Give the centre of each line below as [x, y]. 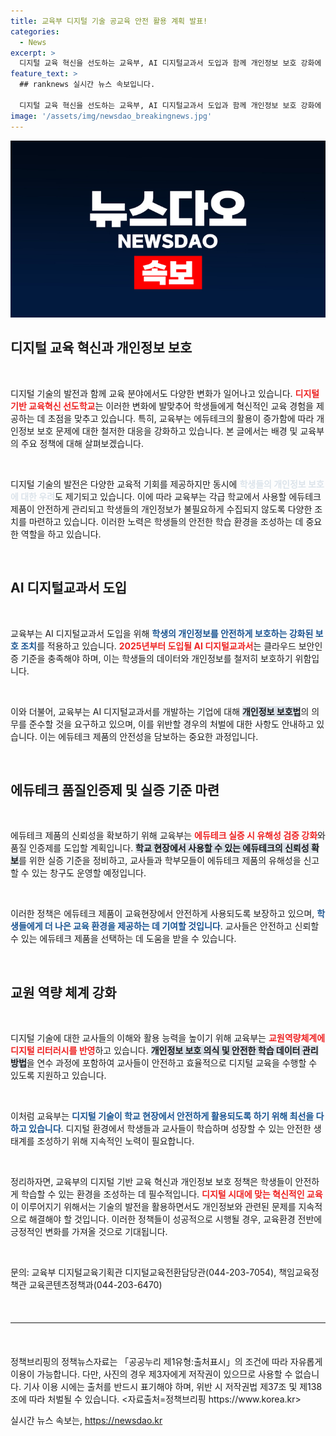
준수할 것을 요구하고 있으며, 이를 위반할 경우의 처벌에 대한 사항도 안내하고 [171, 724]
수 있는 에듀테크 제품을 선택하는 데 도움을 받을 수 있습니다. [123, 939]
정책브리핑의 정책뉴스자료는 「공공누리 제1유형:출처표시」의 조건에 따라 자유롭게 [166, 1362]
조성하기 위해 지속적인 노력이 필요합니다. [115, 1141]
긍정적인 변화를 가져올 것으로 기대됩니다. [89, 1232]
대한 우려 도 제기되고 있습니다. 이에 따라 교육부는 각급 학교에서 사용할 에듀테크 [171, 496]
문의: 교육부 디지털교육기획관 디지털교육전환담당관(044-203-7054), [143, 1272]
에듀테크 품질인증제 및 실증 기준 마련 [115, 790]
